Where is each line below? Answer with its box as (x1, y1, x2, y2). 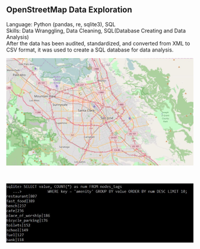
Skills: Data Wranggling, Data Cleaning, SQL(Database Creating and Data (6, 27, 186, 34)
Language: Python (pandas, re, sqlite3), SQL (6, 20, 116, 28)
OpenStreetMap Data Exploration (6, 5, 133, 15)
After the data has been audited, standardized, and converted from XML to (6, 40, 190, 47)
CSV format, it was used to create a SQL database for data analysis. (6, 46, 174, 53)
